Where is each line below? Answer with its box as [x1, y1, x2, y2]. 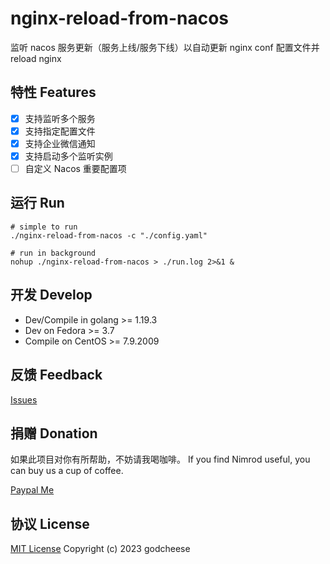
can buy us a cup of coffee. [10, 465, 124, 477]
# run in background [10, 248, 97, 258]
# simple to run [10, 222, 78, 232]
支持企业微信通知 [24, 137, 96, 149]
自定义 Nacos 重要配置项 [24, 163, 127, 174]
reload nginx [10, 52, 62, 64]
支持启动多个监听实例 [24, 150, 113, 162]
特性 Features [10, 84, 97, 101]
